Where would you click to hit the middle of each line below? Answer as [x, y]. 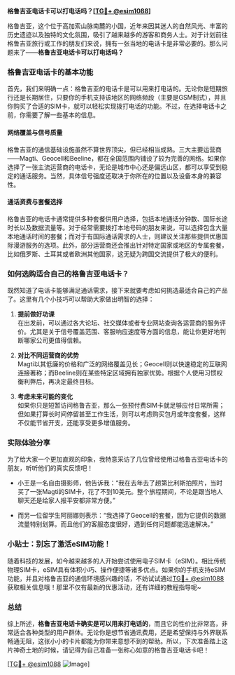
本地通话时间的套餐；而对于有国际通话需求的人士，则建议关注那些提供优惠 [114, 236]
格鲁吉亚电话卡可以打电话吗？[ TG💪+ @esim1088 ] [79, 11]
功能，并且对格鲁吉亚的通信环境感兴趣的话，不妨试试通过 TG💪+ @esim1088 [116, 578]
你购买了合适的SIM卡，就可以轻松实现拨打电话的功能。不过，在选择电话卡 [114, 106]
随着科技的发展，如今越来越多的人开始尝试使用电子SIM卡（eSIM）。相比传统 [116, 561]
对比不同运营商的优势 [48, 355]
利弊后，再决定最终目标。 [60, 381]
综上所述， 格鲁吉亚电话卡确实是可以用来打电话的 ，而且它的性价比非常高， [114, 623]
